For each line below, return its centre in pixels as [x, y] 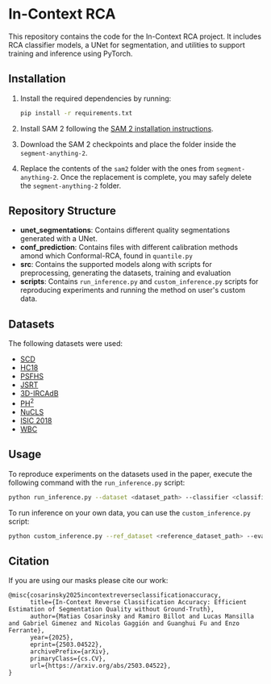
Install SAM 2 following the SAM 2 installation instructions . [117, 128]
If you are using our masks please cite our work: [88, 581]
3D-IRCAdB [39, 394]
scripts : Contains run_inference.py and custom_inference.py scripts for [139, 282]
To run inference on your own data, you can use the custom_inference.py [130, 512]
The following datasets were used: [66, 344]
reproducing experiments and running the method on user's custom [133, 290]
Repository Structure [63, 211]
